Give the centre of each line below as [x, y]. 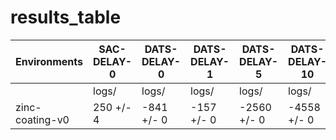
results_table [66, 17]
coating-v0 [42, 119]
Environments [49, 61]
